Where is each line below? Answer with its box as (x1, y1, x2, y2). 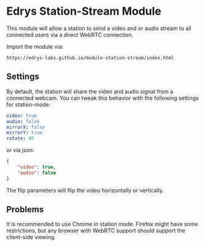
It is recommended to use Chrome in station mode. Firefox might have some (6, 221, 198, 228)
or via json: (6, 146, 35, 154)
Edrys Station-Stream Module (6, 4, 161, 18)
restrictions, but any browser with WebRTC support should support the (6, 227, 185, 234)
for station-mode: (6, 101, 51, 108)
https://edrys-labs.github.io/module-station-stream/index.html (6, 55, 174, 61)
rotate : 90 (6, 135, 34, 142)
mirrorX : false (6, 124, 45, 130)
